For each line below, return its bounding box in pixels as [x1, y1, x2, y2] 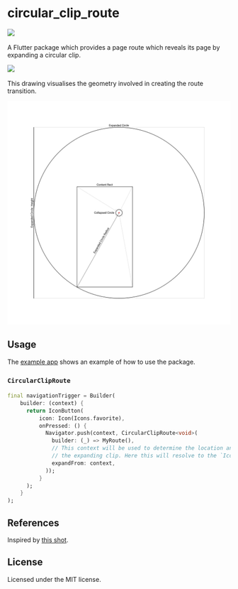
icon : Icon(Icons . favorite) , [38, 414, 125, 422]
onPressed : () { [38, 422, 87, 429]
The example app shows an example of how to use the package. [7, 357, 196, 366]
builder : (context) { [20, 399, 84, 406]
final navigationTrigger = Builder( [7, 392, 115, 399]
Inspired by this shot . [7, 535, 69, 544]
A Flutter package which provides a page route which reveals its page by [7, 43, 220, 51]
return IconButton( [25, 407, 84, 414]
